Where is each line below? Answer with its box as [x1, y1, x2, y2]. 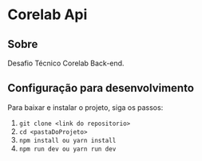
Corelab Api [7, 6, 88, 24]
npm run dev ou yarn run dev [18, 145, 117, 153]
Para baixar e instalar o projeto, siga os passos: [7, 102, 164, 112]
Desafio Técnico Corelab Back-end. [7, 58, 125, 68]
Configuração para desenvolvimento [7, 81, 195, 95]
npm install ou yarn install [18, 136, 117, 144]
